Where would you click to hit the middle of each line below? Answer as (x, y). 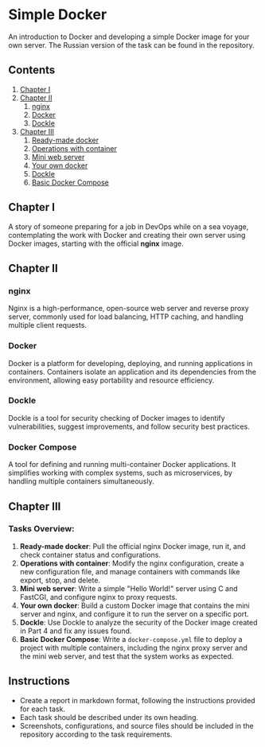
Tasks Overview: (41, 529)
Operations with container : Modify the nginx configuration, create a (132, 563)
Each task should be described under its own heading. (109, 717)
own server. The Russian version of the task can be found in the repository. (131, 45)
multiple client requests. (48, 325)
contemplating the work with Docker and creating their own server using (127, 235)
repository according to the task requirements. (96, 734)
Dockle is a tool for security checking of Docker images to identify (117, 418)
